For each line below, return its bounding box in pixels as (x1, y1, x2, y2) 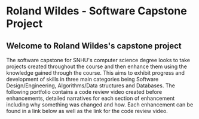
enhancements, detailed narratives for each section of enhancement (6, 94, 175, 102)
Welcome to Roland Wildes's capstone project (6, 41, 182, 51)
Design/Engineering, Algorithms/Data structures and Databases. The (6, 82, 175, 89)
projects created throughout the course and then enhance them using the (6, 63, 187, 70)
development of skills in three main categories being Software (6, 76, 159, 83)
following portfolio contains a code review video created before (6, 89, 163, 95)
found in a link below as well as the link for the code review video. (6, 108, 169, 114)
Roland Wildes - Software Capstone (6, 4, 187, 18)
